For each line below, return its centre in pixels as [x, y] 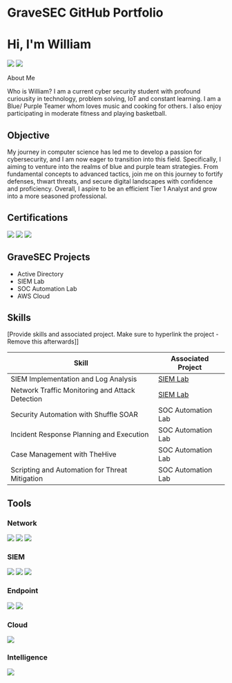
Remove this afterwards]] [43, 341]
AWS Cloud [33, 296]
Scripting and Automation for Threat [69, 470]
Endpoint [23, 591]
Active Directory [40, 274]
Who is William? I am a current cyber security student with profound [104, 91]
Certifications [38, 218]
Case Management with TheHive [64, 454]
